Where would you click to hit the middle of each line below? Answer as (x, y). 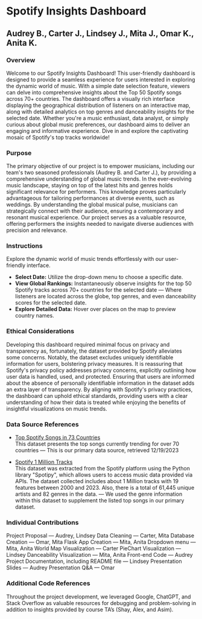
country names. (34, 316)
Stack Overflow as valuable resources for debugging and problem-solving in (101, 603)
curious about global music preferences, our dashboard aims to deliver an (98, 124)
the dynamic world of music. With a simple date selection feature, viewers (98, 86)
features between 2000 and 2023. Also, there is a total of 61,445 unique (105, 488)
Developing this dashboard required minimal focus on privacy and (88, 344)
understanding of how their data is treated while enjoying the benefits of (96, 402)
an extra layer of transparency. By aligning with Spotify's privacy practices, (99, 389)
